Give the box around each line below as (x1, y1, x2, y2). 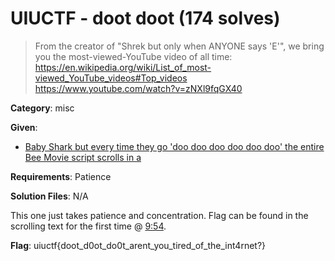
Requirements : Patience (10, 170, 112, 182)
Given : (10, 121, 38, 133)
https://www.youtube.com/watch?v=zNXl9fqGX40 (34, 82, 243, 94)
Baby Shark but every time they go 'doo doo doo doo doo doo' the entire (24, 140, 325, 152)
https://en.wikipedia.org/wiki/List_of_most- (34, 61, 212, 73)
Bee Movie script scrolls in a (24, 151, 142, 163)
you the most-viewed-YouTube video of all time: (34, 50, 233, 62)
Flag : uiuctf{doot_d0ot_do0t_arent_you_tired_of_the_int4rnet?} (10, 239, 267, 251)
